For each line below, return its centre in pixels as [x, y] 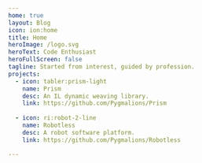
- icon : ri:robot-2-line [56, 118]
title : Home [28, 37]
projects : [24, 74]
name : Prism [42, 89]
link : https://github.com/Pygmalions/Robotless [101, 140]
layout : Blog [29, 23]
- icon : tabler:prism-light [61, 81]
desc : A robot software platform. [79, 132]
